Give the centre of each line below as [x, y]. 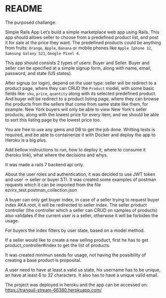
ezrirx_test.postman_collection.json [41, 190]
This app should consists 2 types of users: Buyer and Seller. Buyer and [77, 63]
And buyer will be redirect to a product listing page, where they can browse [82, 99]
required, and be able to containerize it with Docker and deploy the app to [81, 135]
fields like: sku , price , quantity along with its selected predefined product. [81, 93]
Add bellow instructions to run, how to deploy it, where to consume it [76, 149]
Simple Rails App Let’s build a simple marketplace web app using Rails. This [82, 32]
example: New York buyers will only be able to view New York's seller [76, 109]
